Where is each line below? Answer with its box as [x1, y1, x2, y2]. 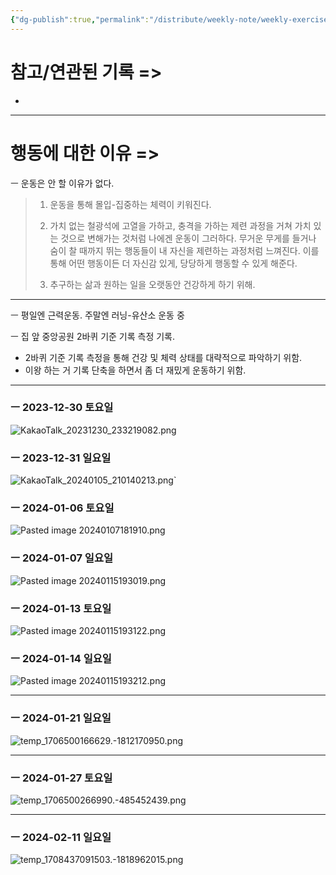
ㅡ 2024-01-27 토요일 [10, 771, 113, 785]
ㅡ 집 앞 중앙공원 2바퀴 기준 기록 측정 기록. [10, 330, 176, 342]
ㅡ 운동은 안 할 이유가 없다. [10, 177, 115, 189]
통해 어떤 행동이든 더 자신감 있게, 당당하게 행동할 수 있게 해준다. [49, 257, 298, 269]
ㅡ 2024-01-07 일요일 [10, 551, 114, 565]
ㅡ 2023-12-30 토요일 [10, 401, 114, 415]
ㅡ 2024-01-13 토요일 [10, 601, 112, 615]
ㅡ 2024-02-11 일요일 [10, 830, 112, 844]
